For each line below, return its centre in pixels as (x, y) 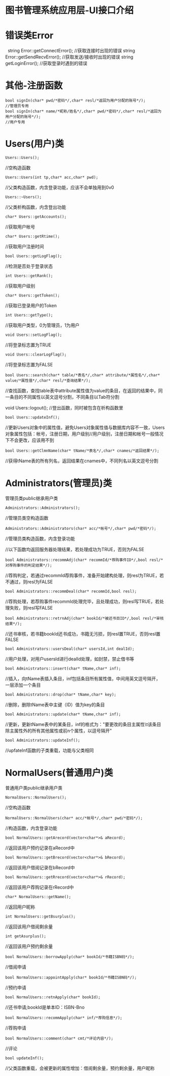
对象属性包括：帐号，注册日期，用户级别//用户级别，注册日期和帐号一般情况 (84, 434)
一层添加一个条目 (23, 685)
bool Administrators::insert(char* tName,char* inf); (63, 669)
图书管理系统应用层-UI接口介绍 (70, 10)
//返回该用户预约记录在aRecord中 (40, 848)
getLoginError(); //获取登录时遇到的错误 (46, 64)
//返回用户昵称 (20, 907)
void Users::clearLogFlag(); (36, 355)
